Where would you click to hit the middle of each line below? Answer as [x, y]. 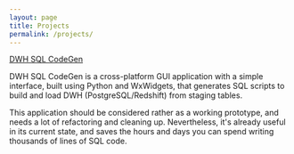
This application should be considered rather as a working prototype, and [144, 113]
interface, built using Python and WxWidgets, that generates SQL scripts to [147, 86]
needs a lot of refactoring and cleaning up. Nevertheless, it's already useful [148, 122]
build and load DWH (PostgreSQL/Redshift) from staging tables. [126, 95]
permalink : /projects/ [51, 34]
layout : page [33, 17]
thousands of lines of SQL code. [68, 141]
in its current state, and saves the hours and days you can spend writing [142, 132]
